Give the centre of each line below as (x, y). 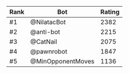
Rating (110, 12)
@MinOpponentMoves (62, 61)
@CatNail (44, 42)
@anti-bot (45, 32)
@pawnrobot (49, 52)
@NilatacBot (48, 22)
